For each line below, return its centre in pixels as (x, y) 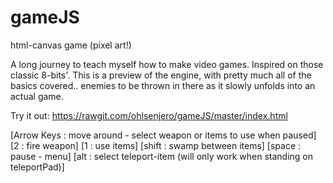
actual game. (37, 96)
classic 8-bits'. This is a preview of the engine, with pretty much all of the (161, 75)
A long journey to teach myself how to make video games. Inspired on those (167, 64)
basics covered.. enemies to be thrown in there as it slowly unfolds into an (163, 85)
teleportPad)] (37, 167)
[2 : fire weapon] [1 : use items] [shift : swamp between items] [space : (156, 145)
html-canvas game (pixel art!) (71, 45)
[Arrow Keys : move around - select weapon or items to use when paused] (163, 135)
